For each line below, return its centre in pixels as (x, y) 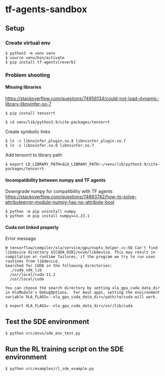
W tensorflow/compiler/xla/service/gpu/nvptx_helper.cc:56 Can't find (81, 248)
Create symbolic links (28, 132)
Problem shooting (28, 75)
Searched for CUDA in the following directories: (59, 266)
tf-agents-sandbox (46, 9)
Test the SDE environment (47, 322)
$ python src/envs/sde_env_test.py (43, 333)
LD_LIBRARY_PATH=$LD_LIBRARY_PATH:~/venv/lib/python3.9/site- (93, 164)
